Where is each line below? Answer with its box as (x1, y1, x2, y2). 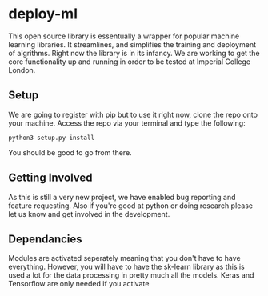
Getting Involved (8, 171, 93, 185)
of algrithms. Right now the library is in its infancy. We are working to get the (8, 48, 260, 58)
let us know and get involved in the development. (8, 209, 170, 218)
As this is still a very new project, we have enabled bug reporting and (8, 192, 236, 202)
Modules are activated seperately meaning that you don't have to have (8, 254, 242, 263)
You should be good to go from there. (8, 147, 132, 157)
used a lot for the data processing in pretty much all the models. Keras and (8, 270, 254, 280)
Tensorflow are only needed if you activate (8, 279, 150, 289)
